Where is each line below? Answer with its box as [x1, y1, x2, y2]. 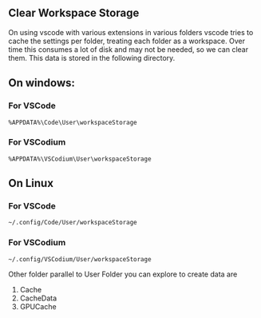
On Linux [8, 177, 54, 190]
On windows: [8, 76, 76, 90]
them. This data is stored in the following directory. [8, 53, 176, 62]
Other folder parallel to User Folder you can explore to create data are [8, 269, 238, 279]
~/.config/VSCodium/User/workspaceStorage [8, 255, 152, 263]
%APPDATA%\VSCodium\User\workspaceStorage [8, 155, 152, 163]
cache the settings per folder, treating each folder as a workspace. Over [8, 36, 246, 46]
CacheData [19, 293, 57, 303]
